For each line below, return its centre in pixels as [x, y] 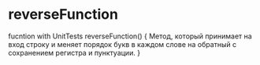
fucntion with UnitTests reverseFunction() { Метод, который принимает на [130, 36]
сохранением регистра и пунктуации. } [74, 52]
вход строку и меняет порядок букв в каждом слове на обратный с [123, 44]
